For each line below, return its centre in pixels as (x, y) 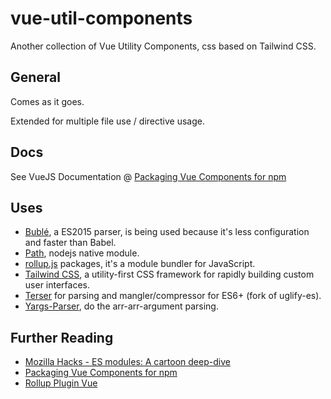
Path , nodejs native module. (82, 253)
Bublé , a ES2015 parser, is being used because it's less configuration (167, 232)
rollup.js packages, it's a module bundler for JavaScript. (140, 264)
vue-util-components (101, 18)
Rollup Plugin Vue (61, 383)
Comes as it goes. (47, 101)
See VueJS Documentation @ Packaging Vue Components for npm (148, 176)
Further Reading (62, 337)
